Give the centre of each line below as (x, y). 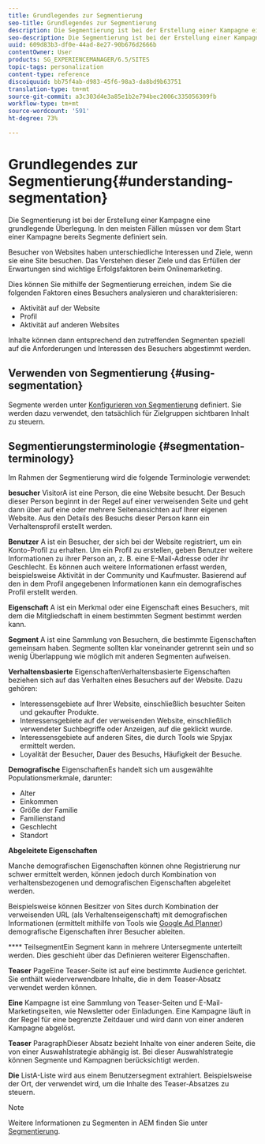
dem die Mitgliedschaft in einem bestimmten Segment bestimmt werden (125, 616)
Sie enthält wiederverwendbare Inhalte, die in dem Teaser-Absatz (115, 979)
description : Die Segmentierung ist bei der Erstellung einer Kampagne (128, 30)
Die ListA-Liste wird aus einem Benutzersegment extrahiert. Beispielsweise (130, 1075)
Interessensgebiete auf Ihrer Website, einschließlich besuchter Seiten (132, 704)
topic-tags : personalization (56, 67)
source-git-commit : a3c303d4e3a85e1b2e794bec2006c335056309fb (112, 96)
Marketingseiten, (35, 1011)
